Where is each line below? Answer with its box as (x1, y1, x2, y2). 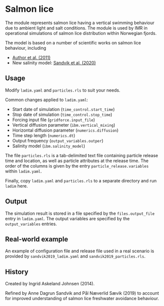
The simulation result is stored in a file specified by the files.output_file (5, 210, 155, 216)
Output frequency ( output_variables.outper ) (12, 137, 103, 143)
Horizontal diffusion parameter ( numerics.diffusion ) (12, 127, 119, 133)
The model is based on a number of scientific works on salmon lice (5, 39, 141, 45)
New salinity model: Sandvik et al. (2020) (12, 60, 96, 66)
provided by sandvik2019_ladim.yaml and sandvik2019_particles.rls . (5, 253, 146, 259)
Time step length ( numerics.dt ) (12, 132, 75, 138)
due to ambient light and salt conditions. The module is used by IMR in (5, 25, 148, 31)
